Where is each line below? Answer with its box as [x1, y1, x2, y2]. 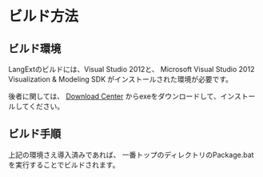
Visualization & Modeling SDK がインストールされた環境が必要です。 [8, 74, 233, 84]
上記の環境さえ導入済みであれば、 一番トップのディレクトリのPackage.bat [8, 150, 254, 159]
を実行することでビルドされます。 [8, 159, 120, 169]
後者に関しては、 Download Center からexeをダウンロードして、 [8, 91, 221, 101]
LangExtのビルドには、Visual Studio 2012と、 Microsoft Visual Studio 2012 [8, 65, 255, 74]
